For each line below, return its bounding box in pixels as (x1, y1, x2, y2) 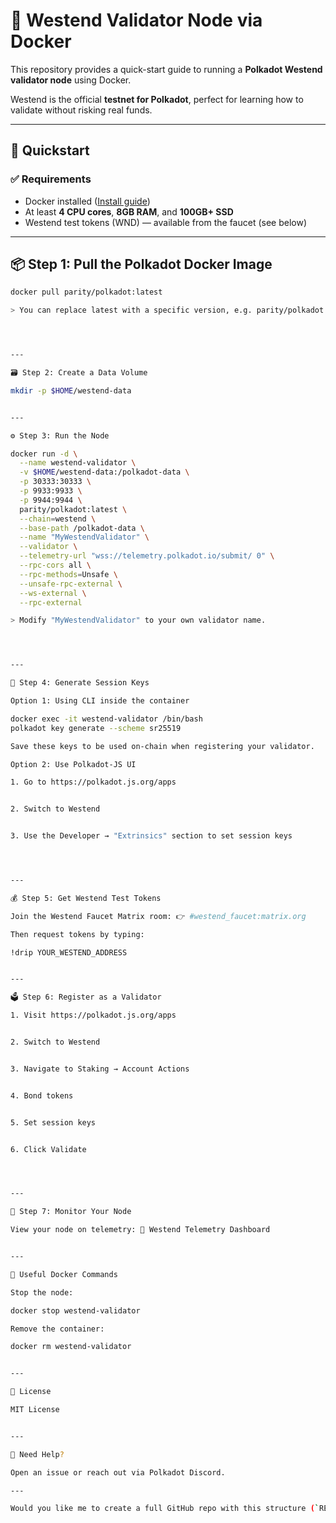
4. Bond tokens (10, 1090, 74, 1101)
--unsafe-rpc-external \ (19, 579, 123, 589)
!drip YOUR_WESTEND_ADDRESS (10, 947, 128, 958)
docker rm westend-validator (10, 1342, 132, 1352)
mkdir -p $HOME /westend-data (10, 385, 132, 396)
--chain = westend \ (19, 514, 97, 524)
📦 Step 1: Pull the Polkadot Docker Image (10, 256, 273, 273)
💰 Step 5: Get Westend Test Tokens (10, 893, 162, 903)
